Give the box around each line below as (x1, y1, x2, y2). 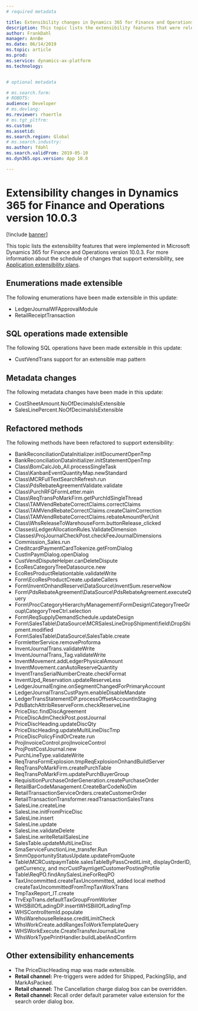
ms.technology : (6, 63, 44, 69)
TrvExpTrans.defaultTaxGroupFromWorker (14, 896, 117, 903)
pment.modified (14, 626, 54, 633)
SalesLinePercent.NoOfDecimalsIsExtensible (14, 406, 124, 413)
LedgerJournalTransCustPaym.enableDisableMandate (14, 689, 146, 696)
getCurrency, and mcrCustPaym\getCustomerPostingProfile (14, 865, 160, 872)
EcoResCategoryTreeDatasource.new (14, 563, 106, 570)
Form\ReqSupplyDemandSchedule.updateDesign (14, 614, 134, 621)
